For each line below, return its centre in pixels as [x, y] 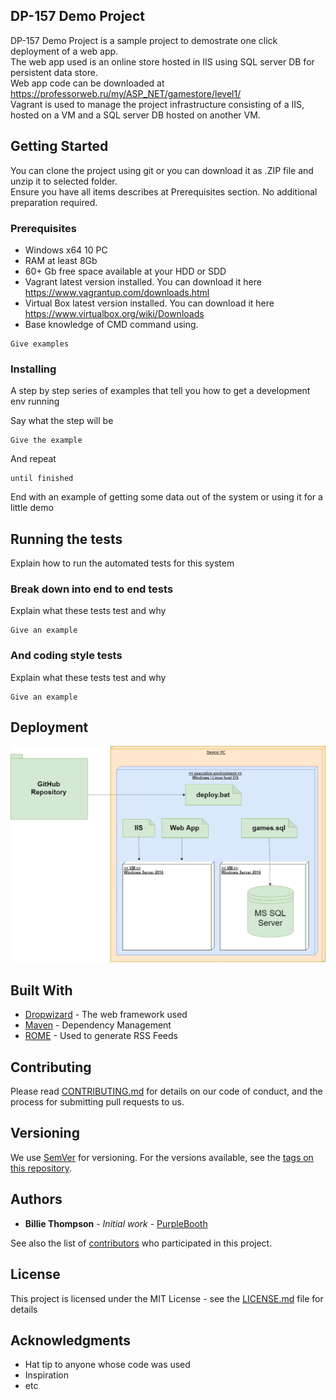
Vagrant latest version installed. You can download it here [143, 281]
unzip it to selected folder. [64, 181]
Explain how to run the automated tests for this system [122, 563]
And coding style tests [66, 656]
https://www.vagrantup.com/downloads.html [117, 292]
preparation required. [54, 202]
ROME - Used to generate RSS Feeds [101, 1036]
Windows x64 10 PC [66, 250]
